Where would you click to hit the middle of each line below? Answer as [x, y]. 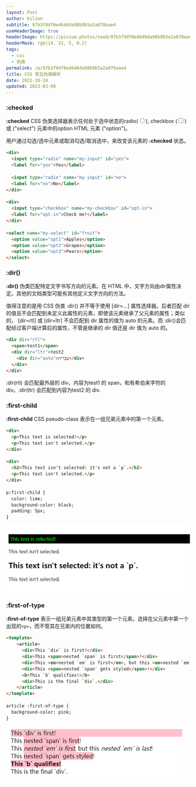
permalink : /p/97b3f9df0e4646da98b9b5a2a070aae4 [66, 68]
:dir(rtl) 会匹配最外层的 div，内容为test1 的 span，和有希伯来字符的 [86, 382]
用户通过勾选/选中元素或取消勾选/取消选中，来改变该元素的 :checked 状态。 [98, 141]
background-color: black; [43, 505]
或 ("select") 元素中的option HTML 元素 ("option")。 [69, 128]
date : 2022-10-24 [27, 80]
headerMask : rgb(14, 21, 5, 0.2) [47, 43]
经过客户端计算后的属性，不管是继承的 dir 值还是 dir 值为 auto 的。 [91, 328]
